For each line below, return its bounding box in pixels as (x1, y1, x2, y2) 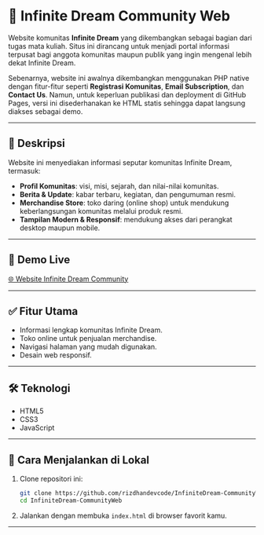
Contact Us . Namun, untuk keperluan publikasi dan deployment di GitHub (8, 90, 247, 99)
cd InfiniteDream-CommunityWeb (19, 497, 123, 504)
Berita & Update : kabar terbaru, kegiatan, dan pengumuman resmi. (19, 189, 236, 199)
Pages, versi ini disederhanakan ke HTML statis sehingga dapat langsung (8, 98, 246, 108)
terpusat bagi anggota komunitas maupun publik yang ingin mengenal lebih (8, 49, 252, 59)
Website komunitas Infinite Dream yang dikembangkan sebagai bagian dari (8, 33, 253, 42)
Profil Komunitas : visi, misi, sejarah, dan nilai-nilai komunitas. (19, 181, 219, 191)
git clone (19, 489, 53, 497)
